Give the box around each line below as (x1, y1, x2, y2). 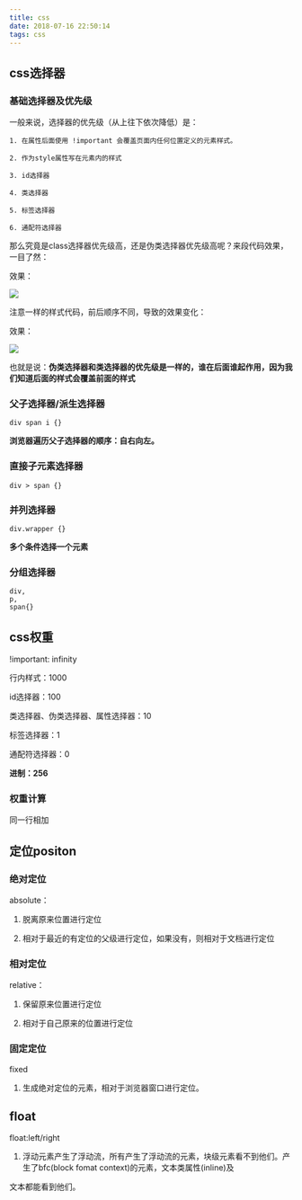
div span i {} (9, 419, 63, 428)
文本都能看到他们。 (9, 1181, 81, 1192)
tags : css (9, 30, 47, 39)
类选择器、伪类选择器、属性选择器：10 (9, 711, 152, 722)
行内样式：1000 (9, 672, 67, 683)
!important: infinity (9, 653, 78, 665)
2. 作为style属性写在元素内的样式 (9, 154, 122, 163)
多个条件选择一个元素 (9, 541, 88, 552)
